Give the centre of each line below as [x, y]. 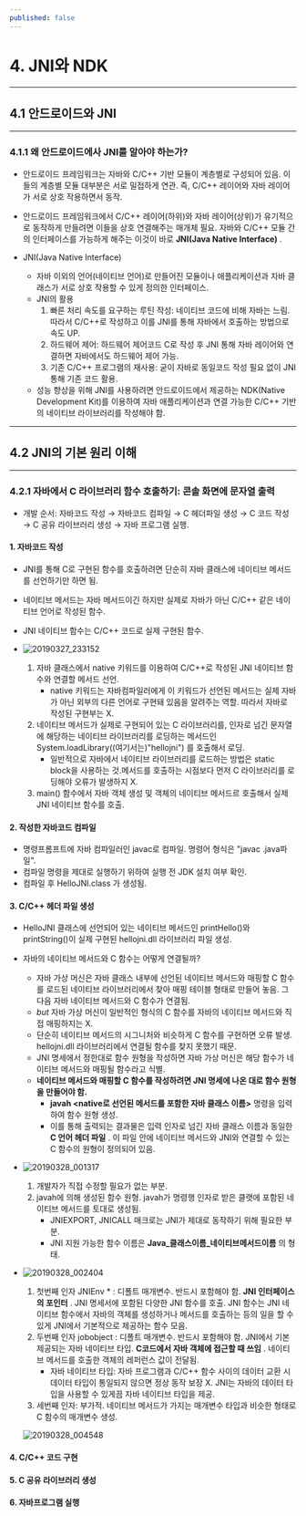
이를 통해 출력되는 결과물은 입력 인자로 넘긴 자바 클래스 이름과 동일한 [171, 1127]
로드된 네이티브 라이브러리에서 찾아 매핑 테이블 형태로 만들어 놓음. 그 [168, 990]
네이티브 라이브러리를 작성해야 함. [106, 412]
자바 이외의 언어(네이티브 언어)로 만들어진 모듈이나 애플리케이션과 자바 [161, 275]
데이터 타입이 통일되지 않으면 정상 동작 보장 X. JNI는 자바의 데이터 [167, 1383]
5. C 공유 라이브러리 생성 [53, 1480]
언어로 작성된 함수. [73, 611]
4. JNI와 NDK [59, 66]
